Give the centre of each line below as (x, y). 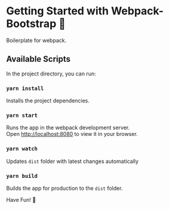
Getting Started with (58, 11)
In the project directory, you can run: (51, 74)
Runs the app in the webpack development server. (68, 128)
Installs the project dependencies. (48, 101)
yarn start (22, 115)
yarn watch (22, 149)
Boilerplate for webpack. (36, 40)
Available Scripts (38, 59)
